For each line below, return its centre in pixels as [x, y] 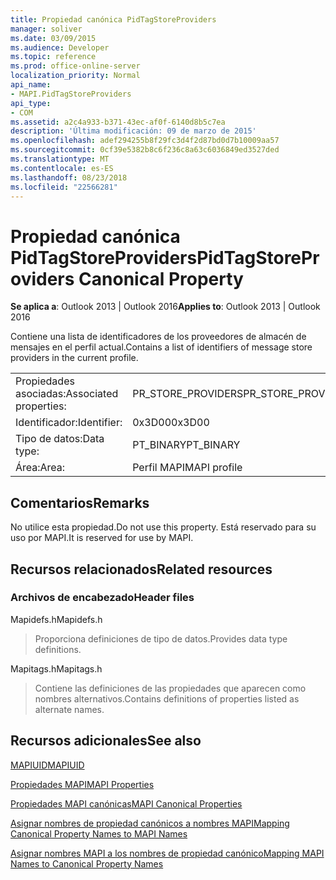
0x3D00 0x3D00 [171, 423]
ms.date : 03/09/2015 [53, 38]
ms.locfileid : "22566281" [64, 187]
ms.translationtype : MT [60, 159]
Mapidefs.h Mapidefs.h [56, 619]
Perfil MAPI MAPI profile [187, 468]
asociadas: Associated [67, 394]
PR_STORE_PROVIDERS [188, 394]
